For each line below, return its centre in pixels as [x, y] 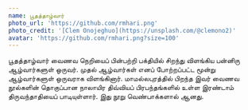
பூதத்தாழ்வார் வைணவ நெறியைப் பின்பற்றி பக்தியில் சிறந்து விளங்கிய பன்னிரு [124, 61]
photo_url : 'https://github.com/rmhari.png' [83, 23]
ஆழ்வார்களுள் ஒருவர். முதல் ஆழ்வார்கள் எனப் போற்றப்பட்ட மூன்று [112, 69]
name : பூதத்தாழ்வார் [37, 16]
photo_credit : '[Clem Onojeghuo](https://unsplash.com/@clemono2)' [122, 30]
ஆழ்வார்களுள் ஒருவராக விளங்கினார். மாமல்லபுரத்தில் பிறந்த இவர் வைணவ [124, 79]
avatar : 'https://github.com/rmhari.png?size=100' [94, 38]
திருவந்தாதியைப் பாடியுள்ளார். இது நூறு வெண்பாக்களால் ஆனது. [106, 96]
